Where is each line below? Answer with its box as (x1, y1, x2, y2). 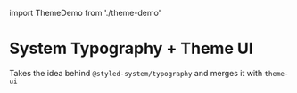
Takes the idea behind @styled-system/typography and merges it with (9, 67, 263, 78)
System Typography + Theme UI (9, 39, 254, 58)
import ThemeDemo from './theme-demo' (9, 8, 161, 18)
